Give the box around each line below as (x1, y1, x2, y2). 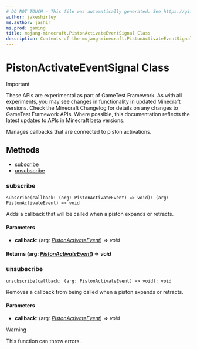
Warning (6, 326, 26, 333)
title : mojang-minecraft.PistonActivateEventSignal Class (6, 31, 151, 36)
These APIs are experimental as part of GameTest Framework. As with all (6, 92, 182, 99)
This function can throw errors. (6, 338, 81, 345)
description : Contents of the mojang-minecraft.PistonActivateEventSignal (6, 36, 193, 42)
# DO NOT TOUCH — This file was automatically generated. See (6, 8, 161, 15)
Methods (6, 145, 40, 155)
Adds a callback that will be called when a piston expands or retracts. (6, 211, 174, 218)
